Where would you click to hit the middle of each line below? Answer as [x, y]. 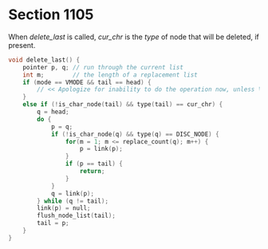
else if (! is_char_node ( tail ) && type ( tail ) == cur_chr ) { [123, 105]
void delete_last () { [44, 60]
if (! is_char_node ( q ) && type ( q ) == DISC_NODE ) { [135, 134]
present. [22, 45]
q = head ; [53, 112]
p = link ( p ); [101, 149]
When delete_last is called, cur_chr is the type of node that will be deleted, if [134, 37]
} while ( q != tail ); [73, 201]
